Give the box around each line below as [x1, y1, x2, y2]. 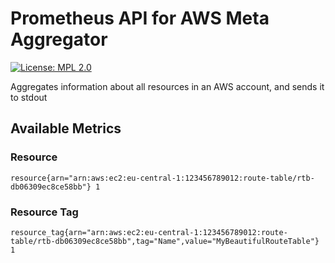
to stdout [10, 91, 48, 103]
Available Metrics [10, 120, 122, 137]
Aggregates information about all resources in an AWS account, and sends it [10, 80, 325, 92]
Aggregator [10, 28, 108, 51]
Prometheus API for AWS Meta [10, 7, 270, 30]
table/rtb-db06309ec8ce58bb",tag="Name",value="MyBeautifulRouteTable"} [10, 236, 320, 246]
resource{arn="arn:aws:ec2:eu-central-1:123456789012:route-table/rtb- [10, 173, 315, 183]
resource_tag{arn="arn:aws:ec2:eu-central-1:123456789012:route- [10, 227, 288, 237]
